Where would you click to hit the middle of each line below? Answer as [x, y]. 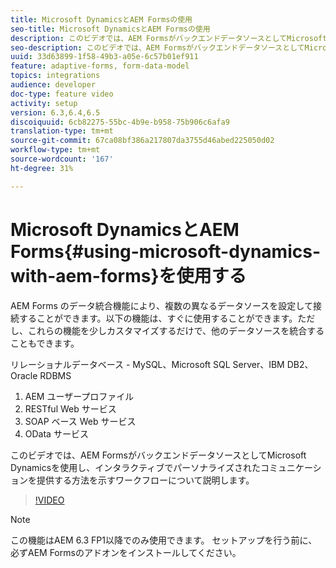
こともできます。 [45, 343]
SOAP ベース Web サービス [80, 421]
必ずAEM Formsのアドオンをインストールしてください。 [126, 552]
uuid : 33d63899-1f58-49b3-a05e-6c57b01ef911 [104, 57]
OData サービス [56, 433]
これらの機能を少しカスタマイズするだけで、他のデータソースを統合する [176, 330]
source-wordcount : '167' [62, 159]
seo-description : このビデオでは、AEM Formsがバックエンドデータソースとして [157, 47]
